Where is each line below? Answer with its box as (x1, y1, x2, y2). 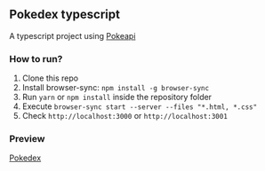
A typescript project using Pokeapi (9, 30, 136, 41)
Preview (9, 133, 45, 145)
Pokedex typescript (9, 7, 120, 22)
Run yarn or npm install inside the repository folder (21, 92, 212, 103)
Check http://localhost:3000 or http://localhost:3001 (21, 111, 229, 121)
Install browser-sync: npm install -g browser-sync (21, 82, 210, 93)
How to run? (9, 52, 63, 65)
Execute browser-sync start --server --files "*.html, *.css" (21, 101, 258, 112)
